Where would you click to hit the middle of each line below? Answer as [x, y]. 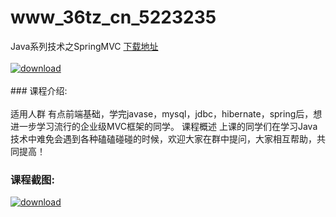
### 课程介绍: [39, 90]
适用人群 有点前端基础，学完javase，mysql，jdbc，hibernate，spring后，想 [166, 113]
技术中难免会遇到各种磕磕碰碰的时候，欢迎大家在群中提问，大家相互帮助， [163, 138]
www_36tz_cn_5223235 [113, 17]
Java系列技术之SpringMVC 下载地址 [84, 46]
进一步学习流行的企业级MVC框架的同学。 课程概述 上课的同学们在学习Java [164, 126]
